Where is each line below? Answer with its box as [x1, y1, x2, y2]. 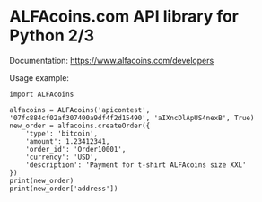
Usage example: [9, 72, 70, 83]
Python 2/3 [9, 25, 95, 46]
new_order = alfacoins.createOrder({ [9, 121, 151, 130]
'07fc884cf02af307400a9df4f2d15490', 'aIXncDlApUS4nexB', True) [9, 113, 255, 122]
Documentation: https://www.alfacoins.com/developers [9, 55, 214, 66]
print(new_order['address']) [9, 184, 118, 193]
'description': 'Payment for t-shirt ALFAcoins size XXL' [25, 160, 247, 170]
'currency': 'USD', [25, 153, 99, 162]
